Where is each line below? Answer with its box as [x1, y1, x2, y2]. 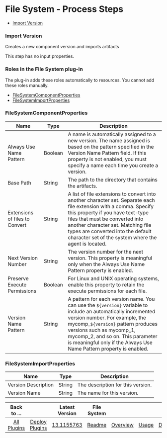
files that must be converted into [68, 215, 144, 222]
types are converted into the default [68, 228, 152, 235]
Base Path [7, 179, 31, 186]
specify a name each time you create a [68, 162, 159, 169]
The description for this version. [77, 381, 152, 388]
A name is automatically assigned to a [68, 131, 156, 138]
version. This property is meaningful [68, 255, 153, 262]
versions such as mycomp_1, [68, 327, 136, 334]
